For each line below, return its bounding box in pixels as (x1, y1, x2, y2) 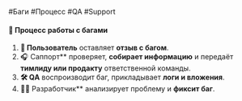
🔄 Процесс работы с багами (8, 25, 108, 34)
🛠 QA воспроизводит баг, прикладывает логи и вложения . (19, 72, 225, 83)
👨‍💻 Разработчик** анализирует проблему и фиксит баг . (19, 84, 215, 94)
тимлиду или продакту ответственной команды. (19, 63, 192, 73)
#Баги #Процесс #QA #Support (8, 7, 116, 16)
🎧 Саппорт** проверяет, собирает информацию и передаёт (19, 52, 234, 62)
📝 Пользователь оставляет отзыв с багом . (19, 43, 169, 53)
